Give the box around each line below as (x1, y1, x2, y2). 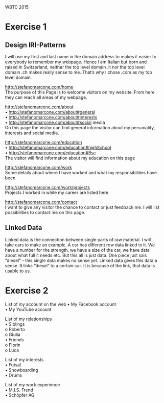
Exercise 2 (5, 285, 48, 296)
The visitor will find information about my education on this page (5, 155, 136, 161)
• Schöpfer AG (5, 392, 35, 398)
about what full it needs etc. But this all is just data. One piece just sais (5, 252, 147, 258)
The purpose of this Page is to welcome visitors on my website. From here (5, 89, 155, 95)
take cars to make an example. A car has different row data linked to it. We (5, 242, 155, 248)
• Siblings (5, 321, 25, 327)
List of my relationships (5, 316, 52, 322)
